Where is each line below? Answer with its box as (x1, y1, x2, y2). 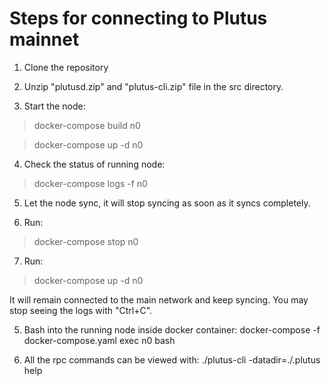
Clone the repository (23, 61, 109, 73)
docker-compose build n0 (33, 119, 141, 131)
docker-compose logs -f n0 (33, 177, 148, 189)
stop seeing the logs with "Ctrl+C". (9, 304, 153, 316)
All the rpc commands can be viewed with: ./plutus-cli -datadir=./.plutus (23, 353, 321, 366)
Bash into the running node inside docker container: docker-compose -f (23, 323, 321, 336)
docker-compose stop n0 (33, 235, 139, 247)
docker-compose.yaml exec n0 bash (23, 334, 176, 346)
